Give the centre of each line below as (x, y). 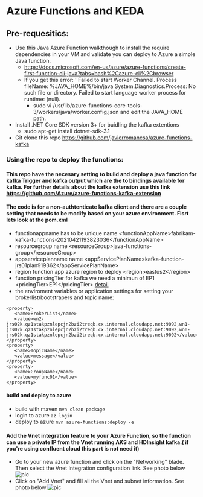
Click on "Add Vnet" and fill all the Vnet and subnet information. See (99, 481)
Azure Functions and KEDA (76, 11)
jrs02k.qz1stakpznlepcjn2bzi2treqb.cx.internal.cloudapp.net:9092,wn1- (98, 324)
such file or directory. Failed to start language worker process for (105, 93)
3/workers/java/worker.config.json (76, 112)
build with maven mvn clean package (60, 409)
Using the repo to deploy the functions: (65, 159)
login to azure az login (43, 415)
